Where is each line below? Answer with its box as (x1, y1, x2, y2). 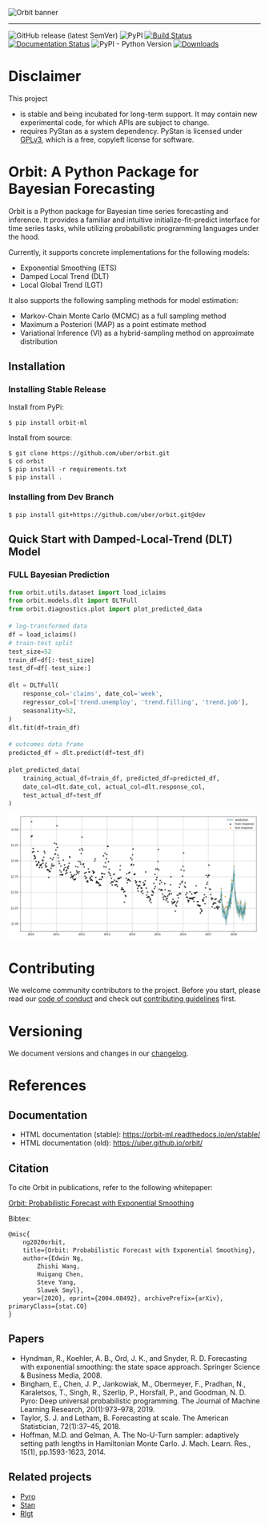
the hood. (8, 232, 40, 241)
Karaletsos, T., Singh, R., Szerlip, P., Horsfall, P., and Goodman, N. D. (19, 1387, 247, 1397)
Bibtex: (8, 1214, 32, 1224)
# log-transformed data (8, 622, 88, 631)
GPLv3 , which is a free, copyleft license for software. (19, 135, 195, 144)
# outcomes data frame (8, 741, 84, 749)
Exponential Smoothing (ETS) (19, 263, 118, 272)
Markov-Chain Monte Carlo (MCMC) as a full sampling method (19, 311, 227, 321)
